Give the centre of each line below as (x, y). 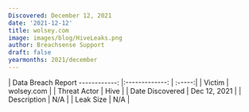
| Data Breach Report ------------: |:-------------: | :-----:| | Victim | (119, 82)
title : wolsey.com (39, 30)
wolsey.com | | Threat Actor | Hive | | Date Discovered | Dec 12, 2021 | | (125, 91)
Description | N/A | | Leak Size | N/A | (69, 99)
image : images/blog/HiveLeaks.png (66, 38)
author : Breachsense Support (56, 45)
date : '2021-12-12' (41, 23)
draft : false (30, 52)
